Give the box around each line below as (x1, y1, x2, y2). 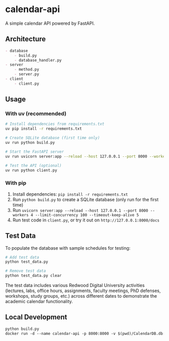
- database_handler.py (14, 58, 62, 63)
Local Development (5, 313, 67, 321)
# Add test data (5, 255, 39, 260)
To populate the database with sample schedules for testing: (5, 245, 131, 251)
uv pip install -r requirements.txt (5, 126, 82, 132)
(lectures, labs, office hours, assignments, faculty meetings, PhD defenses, (5, 288, 161, 294)
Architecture (5, 35, 46, 43)
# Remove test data (5, 268, 46, 273)
